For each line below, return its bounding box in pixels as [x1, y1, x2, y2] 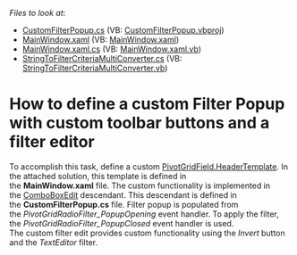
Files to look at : [9, 8, 66, 18]
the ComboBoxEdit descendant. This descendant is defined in [9, 189, 237, 200]
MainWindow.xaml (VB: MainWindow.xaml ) [21, 35, 180, 45]
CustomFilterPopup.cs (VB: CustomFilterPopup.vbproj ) [21, 25, 225, 35]
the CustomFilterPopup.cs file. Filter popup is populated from [9, 199, 239, 210]
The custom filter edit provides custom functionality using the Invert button [9, 227, 286, 238]
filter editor [9, 132, 96, 152]
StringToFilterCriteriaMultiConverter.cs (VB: [21, 53, 182, 63]
